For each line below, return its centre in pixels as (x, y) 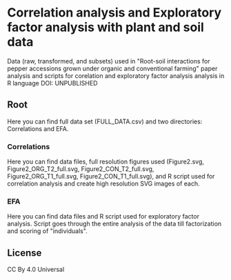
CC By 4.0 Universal (36, 270)
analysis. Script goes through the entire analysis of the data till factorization (114, 224)
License (24, 253)
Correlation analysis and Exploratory (114, 13)
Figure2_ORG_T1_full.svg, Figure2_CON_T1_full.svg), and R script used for (111, 177)
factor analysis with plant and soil (106, 27)
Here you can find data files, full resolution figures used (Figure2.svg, (106, 162)
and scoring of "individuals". (47, 231)
